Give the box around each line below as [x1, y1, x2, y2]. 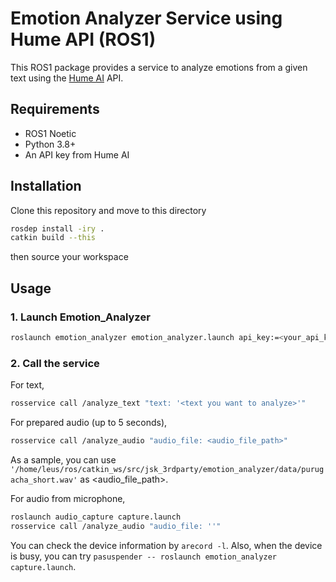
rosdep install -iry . [10, 223, 105, 234]
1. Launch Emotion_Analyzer [10, 310, 151, 324]
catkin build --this [10, 233, 97, 243]
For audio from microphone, [10, 492, 126, 504]
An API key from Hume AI [24, 148, 130, 161]
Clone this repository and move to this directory [10, 204, 207, 216]
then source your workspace [10, 251, 129, 263]
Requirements [10, 101, 100, 118]
